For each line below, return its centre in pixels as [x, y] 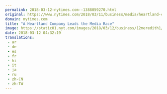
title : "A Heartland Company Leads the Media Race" [60, 24]
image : [12, 28]
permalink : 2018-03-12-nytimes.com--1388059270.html [61, 10]
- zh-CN [15, 79]
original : [15, 14]
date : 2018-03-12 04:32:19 [33, 33]
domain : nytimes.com [27, 19]
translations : [20, 38]
